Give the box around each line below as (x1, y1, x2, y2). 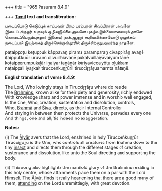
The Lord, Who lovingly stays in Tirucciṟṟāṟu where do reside (5, 84, 127, 90)
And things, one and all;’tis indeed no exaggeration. (5, 115, 109, 121)
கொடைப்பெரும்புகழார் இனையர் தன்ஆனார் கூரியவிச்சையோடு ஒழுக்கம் (5, 34, 136, 40)
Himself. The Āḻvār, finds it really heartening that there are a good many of (5, 175, 154, 181)
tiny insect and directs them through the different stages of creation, (5, 144, 142, 150)
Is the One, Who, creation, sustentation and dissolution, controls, (5, 100, 135, 105)
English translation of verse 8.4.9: (5, 74, 76, 80)
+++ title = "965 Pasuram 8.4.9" (5, 4, 70, 10)
